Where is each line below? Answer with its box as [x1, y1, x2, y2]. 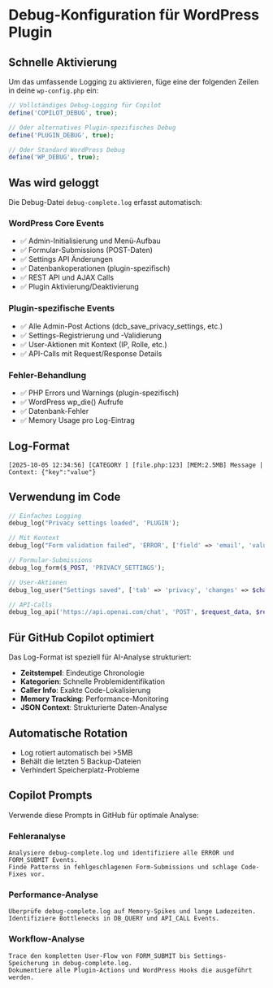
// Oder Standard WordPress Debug [8, 146, 126, 154]
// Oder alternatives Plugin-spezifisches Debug [8, 124, 176, 132]
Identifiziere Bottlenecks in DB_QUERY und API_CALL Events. [8, 915, 220, 923]
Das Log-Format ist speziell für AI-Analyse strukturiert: [8, 652, 192, 662]
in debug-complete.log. [51, 959, 132, 967]
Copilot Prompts [8, 789, 93, 803]
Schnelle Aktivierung [8, 55, 118, 69]
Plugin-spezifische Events [8, 302, 115, 314]
